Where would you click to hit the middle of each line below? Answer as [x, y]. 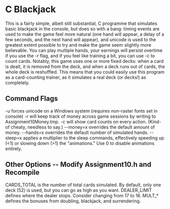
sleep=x [14, 137]
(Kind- [155, 121]
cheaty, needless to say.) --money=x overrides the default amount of [83, 127]
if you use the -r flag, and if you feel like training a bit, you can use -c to [80, 56]
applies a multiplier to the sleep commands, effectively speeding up [94, 137]
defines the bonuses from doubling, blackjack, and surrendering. [73, 201]
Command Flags [32, 99]
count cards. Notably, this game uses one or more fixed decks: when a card [84, 61]
